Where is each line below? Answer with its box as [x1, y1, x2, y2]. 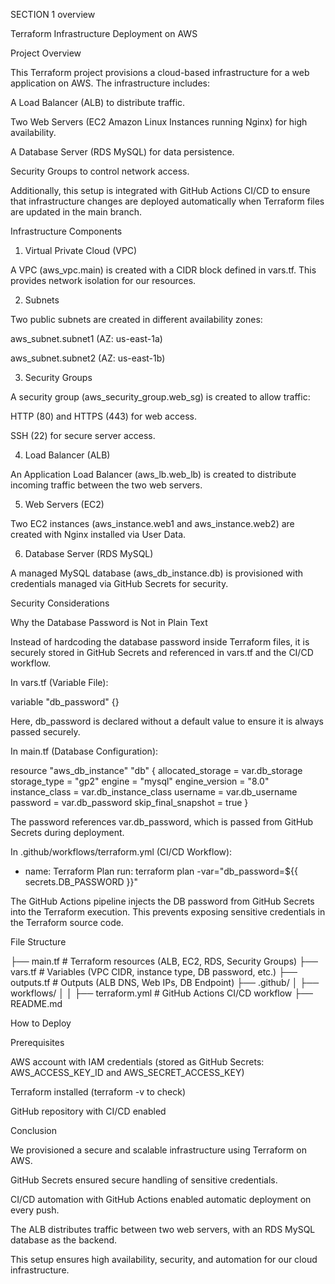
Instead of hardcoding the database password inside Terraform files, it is [10, 636, 310, 648]
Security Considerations [10, 597, 110, 609]
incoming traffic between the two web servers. [10, 479, 203, 491]
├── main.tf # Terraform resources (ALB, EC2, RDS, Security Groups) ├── [10, 955, 318, 967]
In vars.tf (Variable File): [10, 677, 109, 688]
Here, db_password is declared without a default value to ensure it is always [10, 715, 324, 727]
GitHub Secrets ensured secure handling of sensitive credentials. [10, 1174, 278, 1186]
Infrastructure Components [10, 225, 123, 237]
